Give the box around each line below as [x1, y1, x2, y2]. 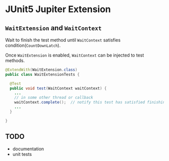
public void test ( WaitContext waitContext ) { [10, 86, 107, 91]
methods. [5, 58, 25, 64]
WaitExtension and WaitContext [5, 24, 102, 32]
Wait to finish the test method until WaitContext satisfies [5, 37, 121, 43]
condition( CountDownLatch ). [5, 42, 61, 48]
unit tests [12, 151, 32, 157]
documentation [12, 145, 44, 152]
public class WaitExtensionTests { [5, 72, 80, 77]
